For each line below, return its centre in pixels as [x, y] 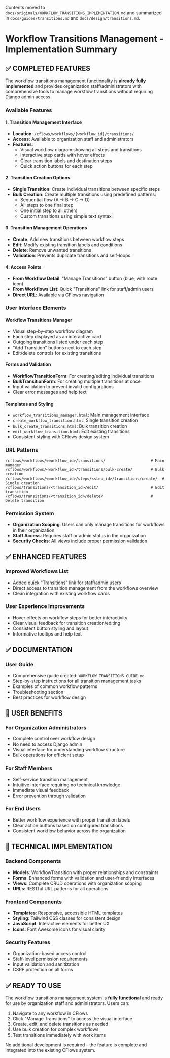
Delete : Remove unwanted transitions [52, 250]
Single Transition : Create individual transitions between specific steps [86, 189]
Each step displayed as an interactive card [57, 336]
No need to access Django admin [47, 744]
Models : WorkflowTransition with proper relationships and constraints [86, 872]
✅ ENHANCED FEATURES [46, 557]
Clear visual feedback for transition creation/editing [66, 623]
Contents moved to [25, 7]
